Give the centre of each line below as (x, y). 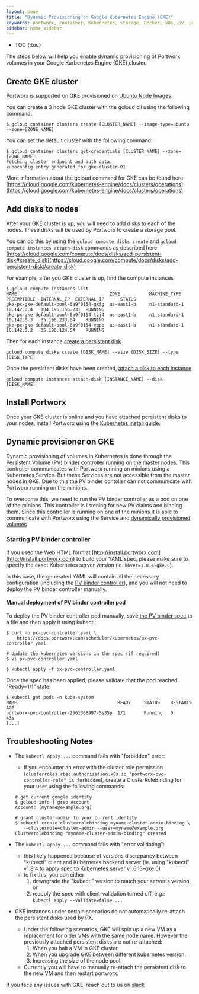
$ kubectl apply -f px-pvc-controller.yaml (61, 669)
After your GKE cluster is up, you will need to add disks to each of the (91, 223)
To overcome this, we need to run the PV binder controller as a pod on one (97, 499)
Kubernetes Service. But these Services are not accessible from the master (98, 475)
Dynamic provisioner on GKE (60, 442)
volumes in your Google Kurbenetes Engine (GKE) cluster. (76, 63)
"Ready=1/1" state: (29, 686)
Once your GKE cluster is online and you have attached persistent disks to (97, 417)
